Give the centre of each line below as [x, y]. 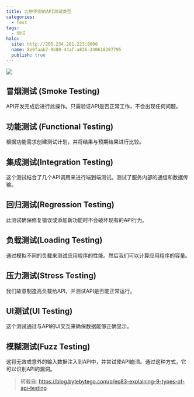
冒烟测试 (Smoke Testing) [53, 91]
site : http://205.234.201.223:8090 [55, 45]
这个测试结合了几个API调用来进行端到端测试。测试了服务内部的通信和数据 [95, 177]
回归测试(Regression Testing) [60, 205]
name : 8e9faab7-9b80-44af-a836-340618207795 [66, 50]
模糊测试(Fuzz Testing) [48, 346]
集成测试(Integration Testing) [60, 162]
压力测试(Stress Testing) [51, 276]
